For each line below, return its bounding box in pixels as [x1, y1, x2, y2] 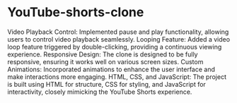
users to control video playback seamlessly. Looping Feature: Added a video [7, 35, 231, 43]
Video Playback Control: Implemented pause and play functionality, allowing [7, 28, 229, 36]
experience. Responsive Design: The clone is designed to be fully [7, 50, 198, 59]
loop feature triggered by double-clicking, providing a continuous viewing [7, 42, 222, 51]
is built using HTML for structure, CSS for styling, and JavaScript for [7, 80, 207, 88]
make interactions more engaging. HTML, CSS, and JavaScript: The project [7, 72, 226, 81]
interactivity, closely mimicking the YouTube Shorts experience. [7, 87, 192, 96]
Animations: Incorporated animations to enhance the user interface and [7, 65, 216, 73]
